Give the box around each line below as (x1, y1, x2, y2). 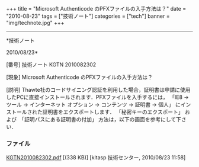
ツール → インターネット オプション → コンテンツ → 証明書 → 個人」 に (6, 101, 181, 108)
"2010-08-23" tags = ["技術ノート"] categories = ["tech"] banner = (6, 12, 170, 20)
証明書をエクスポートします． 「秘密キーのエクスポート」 (42, 108, 184, 115)
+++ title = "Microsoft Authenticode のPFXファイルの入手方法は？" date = (6, 5, 187, 12)
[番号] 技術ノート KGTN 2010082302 (6, 61, 97, 68)
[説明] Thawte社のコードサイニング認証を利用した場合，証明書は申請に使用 (6, 86, 191, 93)
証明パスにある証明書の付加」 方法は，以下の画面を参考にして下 (24, 116, 182, 123)
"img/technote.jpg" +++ (6, 20, 65, 26)
